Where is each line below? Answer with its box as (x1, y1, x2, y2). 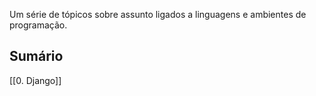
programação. (9, 19, 68, 31)
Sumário (9, 48, 64, 65)
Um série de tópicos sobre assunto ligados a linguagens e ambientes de (9, 9, 307, 20)
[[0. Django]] (9, 74, 62, 86)
